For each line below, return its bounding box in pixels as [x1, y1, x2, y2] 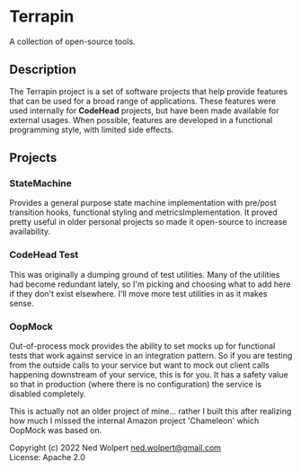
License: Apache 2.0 [9, 452, 85, 463]
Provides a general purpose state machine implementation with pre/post [9, 198, 277, 209]
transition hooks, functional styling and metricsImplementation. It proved [9, 207, 279, 218]
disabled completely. [9, 388, 86, 399]
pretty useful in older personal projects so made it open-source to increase [9, 217, 288, 227]
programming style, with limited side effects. [9, 124, 174, 135]
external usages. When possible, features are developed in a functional [9, 114, 273, 125]
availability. [9, 227, 51, 237]
